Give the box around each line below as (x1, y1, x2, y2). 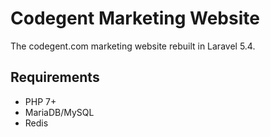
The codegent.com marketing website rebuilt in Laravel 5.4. (10, 40, 256, 52)
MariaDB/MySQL (24, 106, 95, 118)
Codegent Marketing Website (10, 7, 260, 30)
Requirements (10, 69, 100, 86)
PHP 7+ (24, 95, 57, 107)
